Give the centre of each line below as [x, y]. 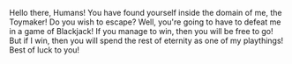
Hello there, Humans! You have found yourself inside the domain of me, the [146, 13]
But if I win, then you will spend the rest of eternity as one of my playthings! [146, 40]
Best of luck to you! [45, 50]
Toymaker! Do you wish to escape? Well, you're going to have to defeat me [145, 22]
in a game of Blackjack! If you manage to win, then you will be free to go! [141, 31]
